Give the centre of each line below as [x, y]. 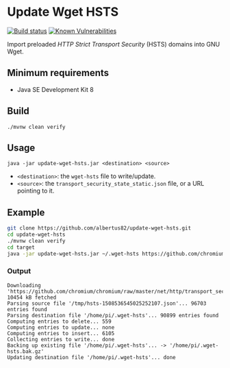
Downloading [24, 285]
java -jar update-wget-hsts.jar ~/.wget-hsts [73, 254]
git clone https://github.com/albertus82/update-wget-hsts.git [99, 228]
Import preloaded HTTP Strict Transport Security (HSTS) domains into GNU [114, 44]
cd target [21, 247]
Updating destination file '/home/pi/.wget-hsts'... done [91, 357]
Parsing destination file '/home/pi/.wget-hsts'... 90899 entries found [113, 315]
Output [19, 271]
